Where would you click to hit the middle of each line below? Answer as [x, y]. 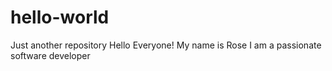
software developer [50, 55]
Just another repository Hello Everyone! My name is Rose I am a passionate [166, 45]
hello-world [60, 17]
